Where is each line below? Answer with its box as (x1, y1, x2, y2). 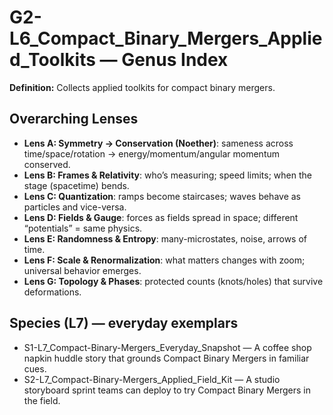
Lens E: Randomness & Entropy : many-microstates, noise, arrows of (23, 232, 307, 245)
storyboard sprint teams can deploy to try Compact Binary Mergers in (23, 384, 311, 396)
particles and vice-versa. (23, 201, 127, 213)
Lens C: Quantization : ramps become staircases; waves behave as (23, 190, 301, 202)
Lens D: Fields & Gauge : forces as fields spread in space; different (23, 211, 299, 223)
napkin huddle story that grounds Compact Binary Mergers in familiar (23, 352, 310, 364)
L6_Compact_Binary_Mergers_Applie (9, 27, 323, 50)
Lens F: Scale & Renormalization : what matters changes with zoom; (23, 254, 306, 266)
